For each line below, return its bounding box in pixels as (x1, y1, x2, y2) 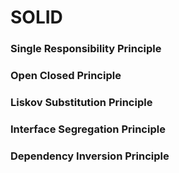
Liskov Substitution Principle (10, 95, 153, 109)
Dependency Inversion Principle (10, 149, 170, 163)
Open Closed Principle (10, 69, 122, 83)
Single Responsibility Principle (10, 42, 162, 56)
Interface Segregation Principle (10, 122, 166, 136)
